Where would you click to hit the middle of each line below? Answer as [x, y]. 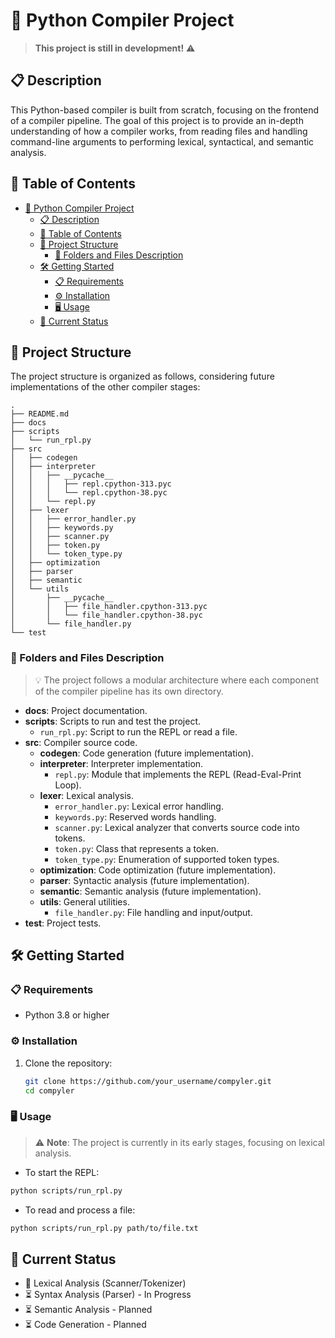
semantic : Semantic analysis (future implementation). [150, 891]
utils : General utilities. [84, 901]
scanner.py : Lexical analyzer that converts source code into [177, 827]
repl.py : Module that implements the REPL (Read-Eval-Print [178, 774]
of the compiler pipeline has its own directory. [129, 691]
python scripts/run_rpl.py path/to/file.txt [104, 1228]
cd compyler [49, 1090]
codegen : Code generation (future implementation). [146, 753]
